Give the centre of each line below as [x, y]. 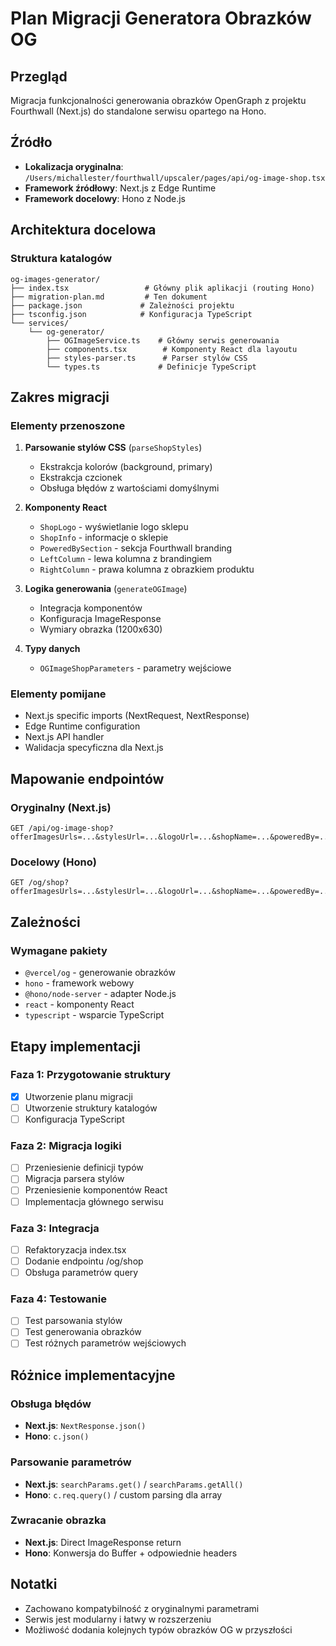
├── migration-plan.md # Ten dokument [109, 297]
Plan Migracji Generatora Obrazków [161, 18]
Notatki [34, 1584]
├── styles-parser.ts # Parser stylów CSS [147, 358]
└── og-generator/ [66, 332]
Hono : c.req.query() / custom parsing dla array [123, 1494]
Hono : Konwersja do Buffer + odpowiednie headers [131, 1553]
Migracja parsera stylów [74, 1179]
